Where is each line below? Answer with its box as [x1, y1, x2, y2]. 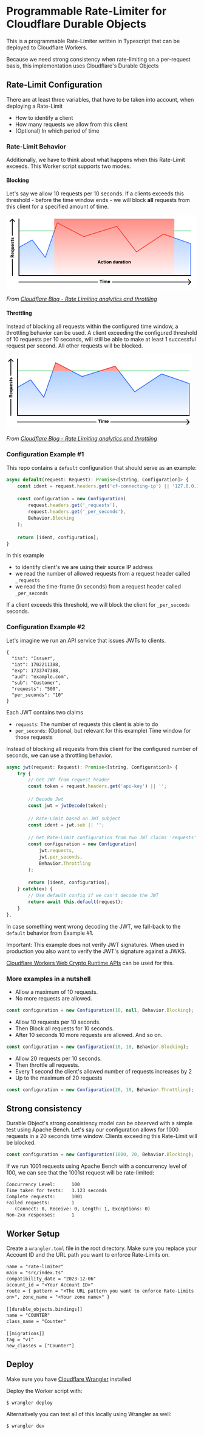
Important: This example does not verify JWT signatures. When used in [6, 941, 185, 948]
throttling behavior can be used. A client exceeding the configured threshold [6, 329, 197, 337]
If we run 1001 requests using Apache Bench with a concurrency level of [6, 1162, 187, 1170]
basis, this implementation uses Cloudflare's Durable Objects [6, 62, 159, 69]
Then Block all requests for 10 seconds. [15, 1024, 114, 1032]
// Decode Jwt [28, 796, 64, 803]
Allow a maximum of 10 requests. [15, 988, 98, 996]
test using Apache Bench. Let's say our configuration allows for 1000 [6, 1126, 179, 1133]
